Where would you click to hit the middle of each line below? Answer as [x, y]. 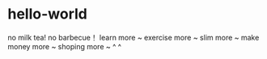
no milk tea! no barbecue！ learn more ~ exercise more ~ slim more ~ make [133, 37]
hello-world [48, 14]
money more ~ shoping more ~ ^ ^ [65, 46]
